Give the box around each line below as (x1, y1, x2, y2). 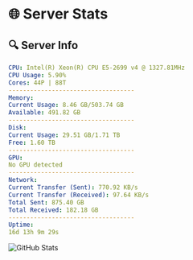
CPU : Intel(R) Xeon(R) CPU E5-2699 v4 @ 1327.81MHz (8, 64, 185, 72)
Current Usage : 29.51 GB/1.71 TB (8, 130, 121, 139)
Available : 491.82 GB (8, 109, 81, 117)
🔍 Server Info (8, 38, 79, 52)
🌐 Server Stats (8, 5, 109, 23)
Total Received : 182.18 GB (8, 206, 99, 214)
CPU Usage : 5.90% (8, 71, 67, 79)
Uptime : (8, 221, 35, 229)
